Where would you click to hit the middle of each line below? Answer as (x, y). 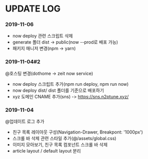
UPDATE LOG (33, 9)
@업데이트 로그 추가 (25, 121)
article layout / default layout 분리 (47, 151)
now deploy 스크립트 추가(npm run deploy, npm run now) (70, 84)
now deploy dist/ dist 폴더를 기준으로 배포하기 (58, 90)
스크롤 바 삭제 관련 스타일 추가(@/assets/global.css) (64, 138)
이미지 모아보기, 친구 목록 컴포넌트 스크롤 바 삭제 (60, 145)
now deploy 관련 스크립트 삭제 (43, 36)
